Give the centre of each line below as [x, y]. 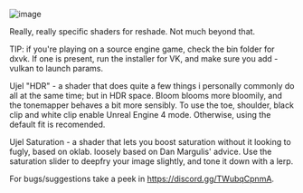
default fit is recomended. [57, 124]
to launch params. [70, 68]
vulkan [22, 68]
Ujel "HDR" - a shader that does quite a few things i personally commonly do [152, 86]
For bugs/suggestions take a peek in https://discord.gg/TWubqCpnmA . [142, 179]
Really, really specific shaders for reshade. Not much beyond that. [133, 31]
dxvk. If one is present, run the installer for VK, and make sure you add [141, 58]
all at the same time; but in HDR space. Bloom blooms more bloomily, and [146, 96]
